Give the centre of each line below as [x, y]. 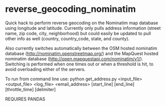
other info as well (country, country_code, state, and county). [67, 39]
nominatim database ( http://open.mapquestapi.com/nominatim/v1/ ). [74, 58]
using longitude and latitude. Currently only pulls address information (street [83, 28]
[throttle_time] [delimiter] [30, 89]
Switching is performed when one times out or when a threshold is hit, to [79, 64]
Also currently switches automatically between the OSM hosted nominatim [81, 48]
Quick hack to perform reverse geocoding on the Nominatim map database [82, 23]
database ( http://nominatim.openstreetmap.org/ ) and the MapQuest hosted [82, 53]
